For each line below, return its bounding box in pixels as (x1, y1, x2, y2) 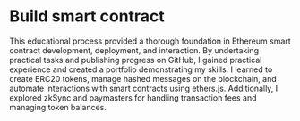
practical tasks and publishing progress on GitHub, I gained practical (9, 54, 262, 65)
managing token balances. (9, 101, 107, 112)
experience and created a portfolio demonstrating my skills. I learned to (9, 64, 273, 75)
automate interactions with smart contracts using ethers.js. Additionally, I (9, 83, 279, 93)
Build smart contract (9, 6, 166, 27)
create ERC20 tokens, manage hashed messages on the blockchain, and (9, 73, 278, 84)
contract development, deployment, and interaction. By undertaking (9, 44, 260, 55)
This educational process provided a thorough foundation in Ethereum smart (9, 36, 291, 46)
